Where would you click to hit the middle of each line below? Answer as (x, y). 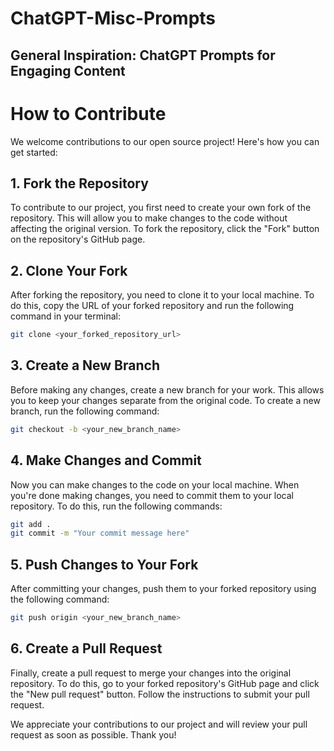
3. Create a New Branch (85, 365)
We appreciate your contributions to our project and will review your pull (159, 724)
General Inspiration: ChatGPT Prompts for (143, 55)
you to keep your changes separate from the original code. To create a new (165, 400)
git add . (31, 524)
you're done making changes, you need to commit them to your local (152, 495)
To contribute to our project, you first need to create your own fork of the (161, 208)
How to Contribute (88, 113)
